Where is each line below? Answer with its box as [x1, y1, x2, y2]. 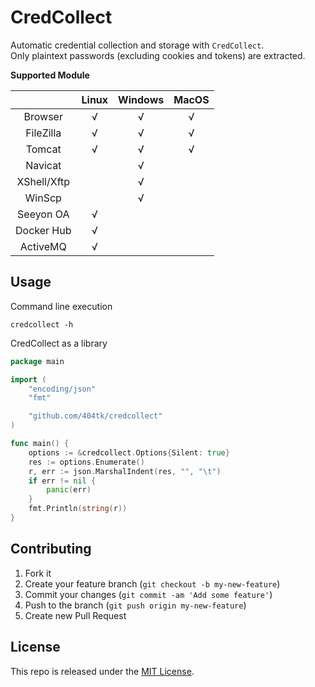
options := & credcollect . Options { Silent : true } [28, 447, 230, 458]
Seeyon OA [17, 207, 70, 221]
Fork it [24, 567, 52, 579]
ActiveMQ [19, 239, 67, 253]
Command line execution [10, 300, 113, 312]
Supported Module [10, 69, 90, 81]
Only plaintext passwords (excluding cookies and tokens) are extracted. [10, 49, 306, 61]
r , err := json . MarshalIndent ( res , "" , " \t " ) [28, 466, 222, 476]
